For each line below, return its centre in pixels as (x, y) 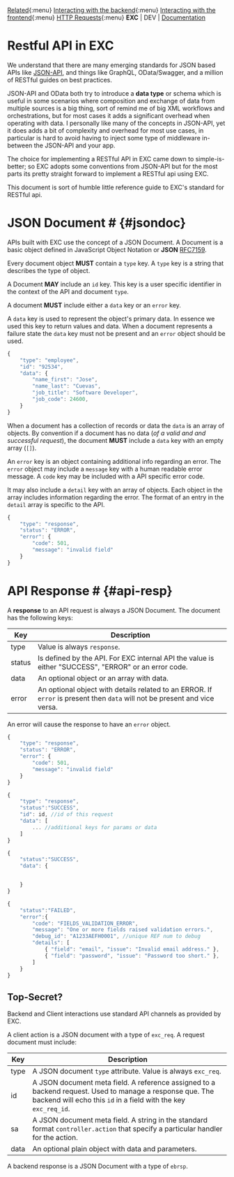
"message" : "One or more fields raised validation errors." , (123, 930)
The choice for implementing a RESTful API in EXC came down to (101, 159)
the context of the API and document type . (68, 291)
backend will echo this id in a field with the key (109, 1100)
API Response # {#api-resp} (90, 591)
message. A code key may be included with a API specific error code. (106, 476)
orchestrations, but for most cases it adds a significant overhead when (109, 115)
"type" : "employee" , (49, 360)
